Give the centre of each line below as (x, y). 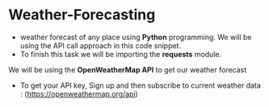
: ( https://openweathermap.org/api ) (79, 93)
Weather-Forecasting (82, 15)
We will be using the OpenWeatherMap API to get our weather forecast (128, 69)
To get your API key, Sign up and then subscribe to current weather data (140, 85)
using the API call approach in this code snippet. (101, 45)
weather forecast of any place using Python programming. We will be (136, 37)
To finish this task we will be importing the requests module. (121, 54)
